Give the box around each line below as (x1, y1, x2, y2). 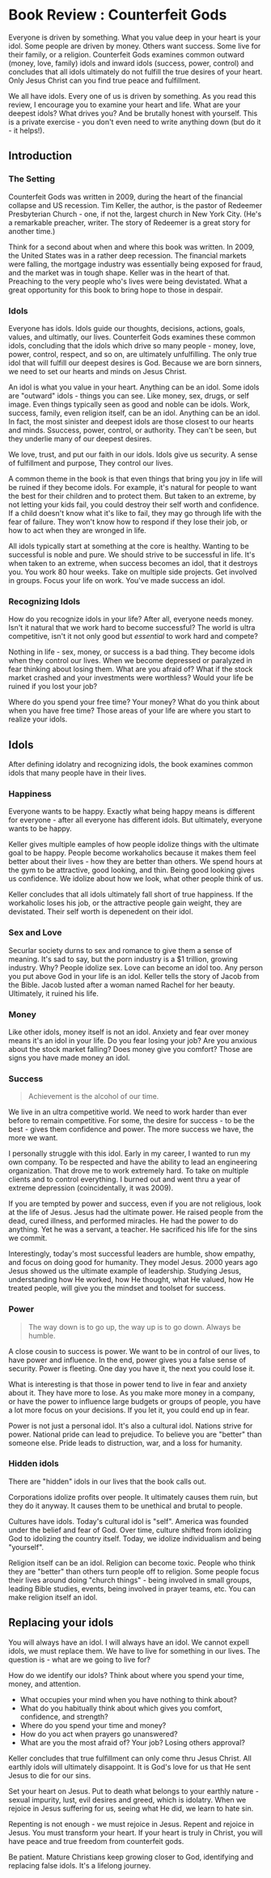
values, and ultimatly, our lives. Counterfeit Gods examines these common (8, 332, 256, 342)
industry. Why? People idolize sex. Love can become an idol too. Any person (8, 962, 264, 973)
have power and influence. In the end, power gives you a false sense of (8, 1355, 247, 1365)
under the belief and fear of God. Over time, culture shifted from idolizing (8, 1525, 252, 1535)
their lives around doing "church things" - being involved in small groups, (8, 1575, 252, 1585)
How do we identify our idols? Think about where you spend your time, (8, 1670, 244, 1680)
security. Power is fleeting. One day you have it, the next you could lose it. (8, 1363, 256, 1373)
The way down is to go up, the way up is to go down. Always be (28, 1322, 241, 1331)
